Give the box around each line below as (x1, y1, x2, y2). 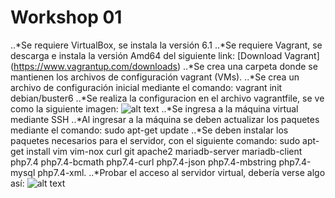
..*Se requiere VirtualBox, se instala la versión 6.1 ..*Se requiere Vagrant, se (10, 39, 323, 51)
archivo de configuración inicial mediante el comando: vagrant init (10, 81, 283, 93)
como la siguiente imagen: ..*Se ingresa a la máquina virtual (10, 102, 299, 115)
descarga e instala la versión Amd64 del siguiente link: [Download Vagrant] (10, 49, 320, 61)
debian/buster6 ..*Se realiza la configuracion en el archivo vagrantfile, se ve (10, 92, 325, 104)
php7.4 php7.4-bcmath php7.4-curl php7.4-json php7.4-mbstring (10, 156, 277, 168)
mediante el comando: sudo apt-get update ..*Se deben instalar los (10, 124, 289, 136)
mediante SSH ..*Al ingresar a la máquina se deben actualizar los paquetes (10, 113, 320, 125)
